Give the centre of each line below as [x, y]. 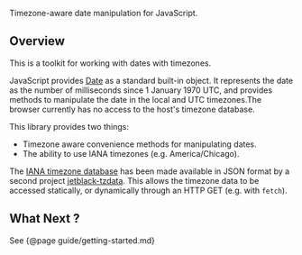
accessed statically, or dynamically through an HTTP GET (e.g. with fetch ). [148, 190]
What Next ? [45, 219]
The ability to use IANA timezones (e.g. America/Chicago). [131, 153]
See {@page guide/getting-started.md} [82, 240]
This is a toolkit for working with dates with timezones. [110, 63]
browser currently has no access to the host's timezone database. [132, 109]
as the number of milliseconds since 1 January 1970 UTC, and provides [141, 90]
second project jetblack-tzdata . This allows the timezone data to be [134, 180]
